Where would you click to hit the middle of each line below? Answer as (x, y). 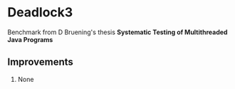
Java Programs (30, 39)
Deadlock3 (40, 12)
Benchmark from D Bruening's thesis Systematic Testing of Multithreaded (117, 32)
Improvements (40, 62)
